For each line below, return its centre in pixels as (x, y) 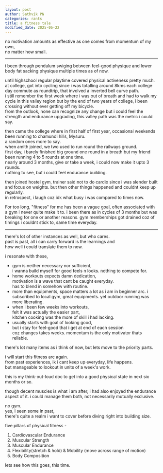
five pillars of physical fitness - (36, 426)
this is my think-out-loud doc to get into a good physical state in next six (77, 377)
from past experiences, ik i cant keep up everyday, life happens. (69, 362)
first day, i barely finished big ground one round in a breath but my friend (78, 152)
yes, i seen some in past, (30, 411)
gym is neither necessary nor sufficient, (52, 266)
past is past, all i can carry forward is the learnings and (60, 242)
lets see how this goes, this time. (38, 465)
